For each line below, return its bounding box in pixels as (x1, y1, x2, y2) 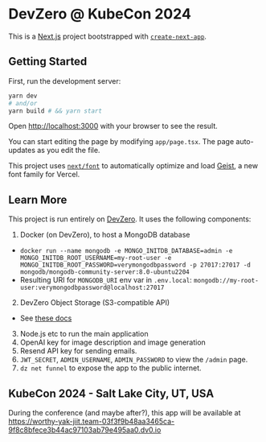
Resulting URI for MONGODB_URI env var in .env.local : (19, 275, 193, 285)
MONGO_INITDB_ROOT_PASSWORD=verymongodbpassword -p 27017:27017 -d (19, 261, 251, 270)
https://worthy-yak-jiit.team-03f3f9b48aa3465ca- (8, 416, 175, 426)
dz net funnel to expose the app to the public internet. (19, 363, 203, 373)
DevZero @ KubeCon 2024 (8, 5, 191, 23)
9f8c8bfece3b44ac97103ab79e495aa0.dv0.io (8, 425, 162, 435)
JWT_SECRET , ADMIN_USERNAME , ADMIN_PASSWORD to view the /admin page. (19, 355, 248, 365)
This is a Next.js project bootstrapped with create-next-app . (8, 31, 207, 41)
